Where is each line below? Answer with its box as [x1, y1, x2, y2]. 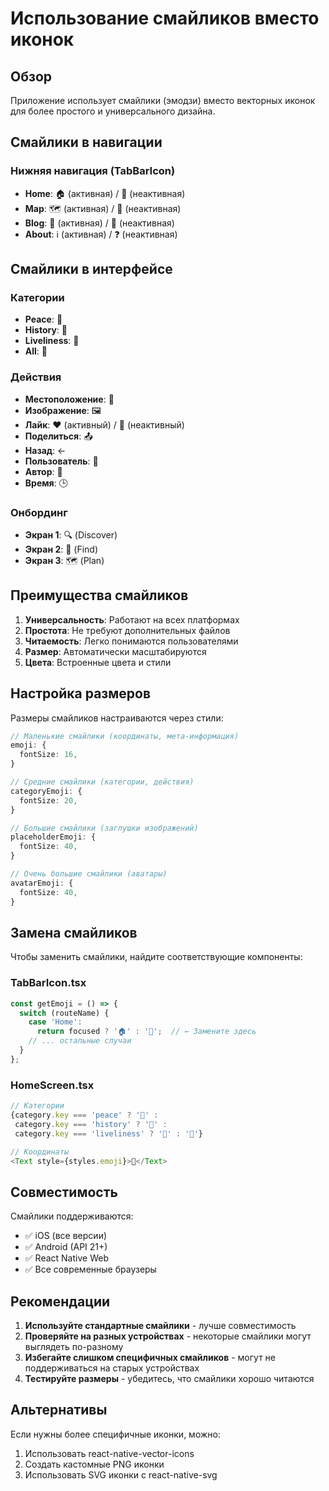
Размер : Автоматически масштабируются [24, 645, 207, 657]
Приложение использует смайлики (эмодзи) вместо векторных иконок [10, 95, 316, 106]
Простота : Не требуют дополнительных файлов [24, 624, 231, 636]
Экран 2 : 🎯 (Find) [24, 543, 99, 555]
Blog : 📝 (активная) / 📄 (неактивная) [24, 217, 175, 229]
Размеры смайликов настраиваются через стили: [10, 712, 224, 724]
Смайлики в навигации [10, 134, 163, 151]
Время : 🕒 [24, 477, 68, 489]
